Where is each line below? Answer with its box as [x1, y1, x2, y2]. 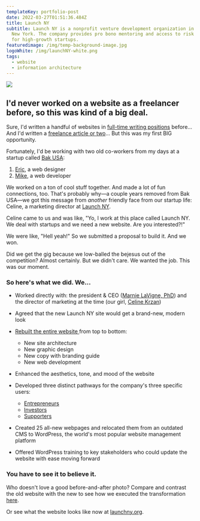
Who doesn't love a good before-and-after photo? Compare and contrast [6, 484, 187, 491]
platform [14, 437, 36, 444]
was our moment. [6, 264, 50, 271]
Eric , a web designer [14, 166, 66, 173]
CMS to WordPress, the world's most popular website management [14, 430, 181, 438]
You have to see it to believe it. [6, 470, 97, 478]
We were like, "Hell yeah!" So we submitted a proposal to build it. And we [6, 232, 187, 240]
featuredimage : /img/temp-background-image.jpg [6, 43, 128, 49]
